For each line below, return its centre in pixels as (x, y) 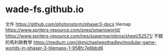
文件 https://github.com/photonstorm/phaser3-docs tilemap (68, 24)
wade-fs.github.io (45, 9)
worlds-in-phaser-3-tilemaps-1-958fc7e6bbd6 (54, 48)
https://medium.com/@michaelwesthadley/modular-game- (95, 42)
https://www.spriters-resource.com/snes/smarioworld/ (63, 30)
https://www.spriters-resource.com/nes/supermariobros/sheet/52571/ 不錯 (84, 36)
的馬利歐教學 (19, 42)
